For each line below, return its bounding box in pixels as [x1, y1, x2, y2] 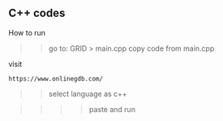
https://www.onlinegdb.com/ [8, 74, 104, 83]
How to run [8, 27, 46, 37]
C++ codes [8, 6, 66, 20]
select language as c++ [48, 89, 127, 98]
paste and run [88, 104, 136, 114]
